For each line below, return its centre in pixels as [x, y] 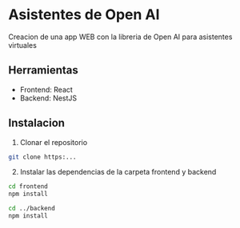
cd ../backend [32, 209]
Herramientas [43, 71]
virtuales [23, 45]
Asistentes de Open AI [84, 15]
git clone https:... [43, 157]
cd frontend [28, 187]
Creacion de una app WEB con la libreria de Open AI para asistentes [120, 37]
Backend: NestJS [48, 98]
